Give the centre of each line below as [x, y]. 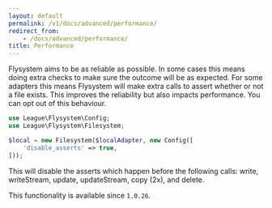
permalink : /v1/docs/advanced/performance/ [83, 23]
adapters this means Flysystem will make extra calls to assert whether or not [136, 87]
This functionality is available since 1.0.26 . [80, 195]
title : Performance [41, 46]
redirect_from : [34, 31]
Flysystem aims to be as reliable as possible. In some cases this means [127, 69]
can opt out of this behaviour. [57, 104]
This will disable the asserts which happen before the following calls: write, [134, 171]
